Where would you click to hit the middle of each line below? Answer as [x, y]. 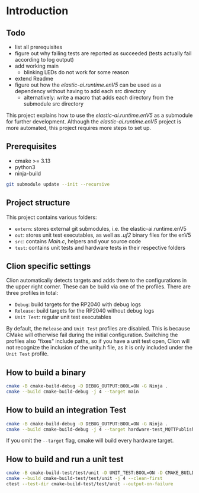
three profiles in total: [32, 293]
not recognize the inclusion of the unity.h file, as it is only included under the [99, 348]
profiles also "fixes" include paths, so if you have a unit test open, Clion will [98, 341]
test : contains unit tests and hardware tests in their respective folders [100, 247]
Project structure [38, 203]
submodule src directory [54, 104]
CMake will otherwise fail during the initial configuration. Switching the [92, 335]
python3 [25, 167]
